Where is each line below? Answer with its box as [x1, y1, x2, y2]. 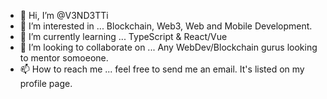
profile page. [19, 78, 73, 89]
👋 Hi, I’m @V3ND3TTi [19, 10, 109, 21]
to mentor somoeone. [19, 52, 109, 64]
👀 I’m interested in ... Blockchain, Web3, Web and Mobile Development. [19, 20, 313, 32]
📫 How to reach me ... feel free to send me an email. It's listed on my [19, 63, 305, 75]
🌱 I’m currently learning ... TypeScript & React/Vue [19, 31, 228, 42]
